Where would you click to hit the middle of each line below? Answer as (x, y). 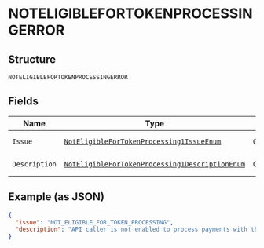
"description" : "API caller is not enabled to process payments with (131, 230)
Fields (24, 102)
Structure (32, 59)
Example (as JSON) (56, 197)
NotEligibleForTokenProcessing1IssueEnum (143, 141)
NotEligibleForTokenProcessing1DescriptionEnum (155, 164)
